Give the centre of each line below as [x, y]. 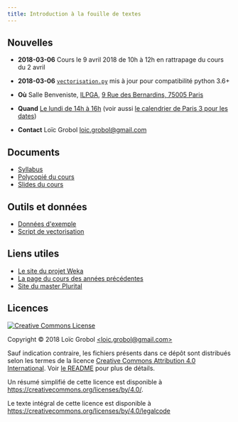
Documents [34, 152]
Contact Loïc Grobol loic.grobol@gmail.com [82, 130]
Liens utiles [33, 254]
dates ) [27, 116]
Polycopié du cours [46, 177]
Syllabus [30, 169]
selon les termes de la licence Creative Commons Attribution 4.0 [102, 360]
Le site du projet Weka [50, 271]
